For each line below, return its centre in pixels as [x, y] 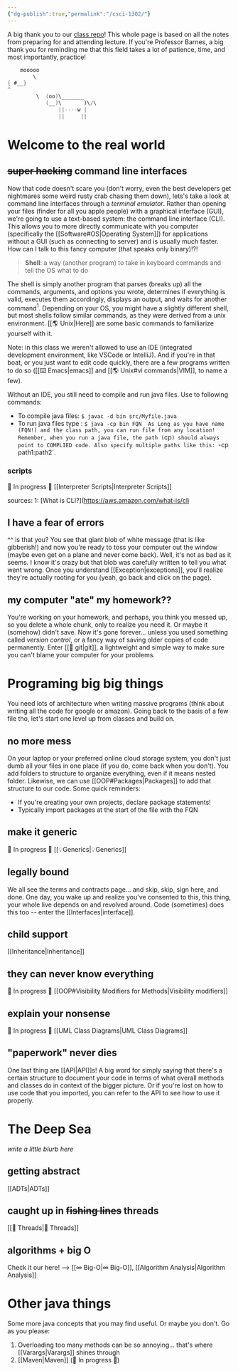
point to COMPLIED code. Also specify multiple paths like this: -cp [123, 445]
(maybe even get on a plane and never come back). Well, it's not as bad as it [119, 555]
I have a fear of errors [56, 522]
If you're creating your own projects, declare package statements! [114, 802]
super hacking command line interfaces [97, 171]
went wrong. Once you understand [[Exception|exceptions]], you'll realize [115, 570]
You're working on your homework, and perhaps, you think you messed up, [118, 617]
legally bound [38, 872]
